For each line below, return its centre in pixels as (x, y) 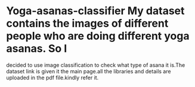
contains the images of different (87, 23)
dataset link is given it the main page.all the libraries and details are (89, 71)
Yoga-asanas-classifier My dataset (95, 11)
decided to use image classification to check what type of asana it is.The (96, 65)
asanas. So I (37, 49)
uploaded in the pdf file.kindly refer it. (52, 78)
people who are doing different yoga (98, 36)
